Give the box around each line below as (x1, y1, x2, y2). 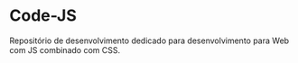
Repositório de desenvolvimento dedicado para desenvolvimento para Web (9, 35, 290, 46)
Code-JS (9, 5, 77, 26)
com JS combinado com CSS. (9, 44, 120, 55)
